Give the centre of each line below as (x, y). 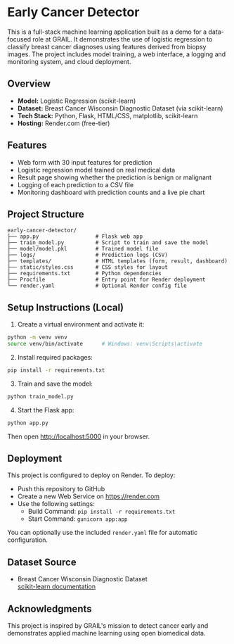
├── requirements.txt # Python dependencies (84, 274)
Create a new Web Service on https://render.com (89, 496)
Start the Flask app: (46, 410)
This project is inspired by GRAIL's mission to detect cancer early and (108, 626)
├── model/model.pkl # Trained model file (83, 249)
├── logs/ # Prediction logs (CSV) (88, 255)
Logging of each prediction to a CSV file (76, 184)
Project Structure (46, 214)
